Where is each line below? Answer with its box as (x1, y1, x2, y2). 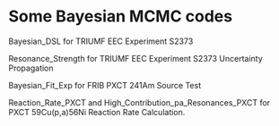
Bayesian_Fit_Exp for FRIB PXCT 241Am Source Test (8, 80, 202, 90)
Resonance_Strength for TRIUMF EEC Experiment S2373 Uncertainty (8, 53, 264, 63)
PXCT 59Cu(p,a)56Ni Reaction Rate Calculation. (8, 106, 186, 117)
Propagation (8, 63, 55, 73)
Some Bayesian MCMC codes (8, 6, 233, 27)
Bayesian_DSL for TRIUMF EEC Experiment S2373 (8, 36, 194, 46)
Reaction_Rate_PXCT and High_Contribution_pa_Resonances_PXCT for (8, 97, 271, 108)
